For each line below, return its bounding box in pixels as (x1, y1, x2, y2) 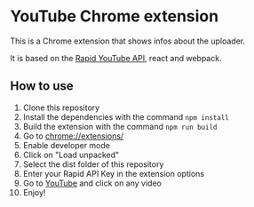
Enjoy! (22, 187, 46, 197)
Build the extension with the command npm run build (22, 121, 218, 131)
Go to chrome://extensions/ (22, 131, 124, 141)
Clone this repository (22, 102, 100, 113)
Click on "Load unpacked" (22, 149, 120, 160)
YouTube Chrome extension (10, 6, 219, 27)
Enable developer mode (22, 139, 110, 150)
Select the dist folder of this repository (22, 158, 164, 170)
